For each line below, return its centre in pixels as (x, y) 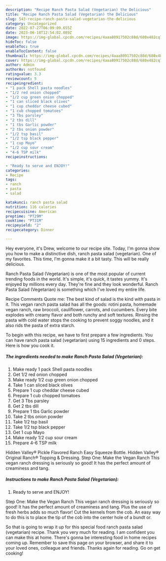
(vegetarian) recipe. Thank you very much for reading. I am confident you (80, 532)
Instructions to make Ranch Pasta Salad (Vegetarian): (62, 479)
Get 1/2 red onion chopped (40, 374)
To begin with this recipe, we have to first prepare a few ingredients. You (79, 335)
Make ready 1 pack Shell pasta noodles (52, 369)
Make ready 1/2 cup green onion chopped (55, 379)
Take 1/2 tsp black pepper (39, 427)
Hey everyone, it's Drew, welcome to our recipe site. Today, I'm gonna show (83, 248)
